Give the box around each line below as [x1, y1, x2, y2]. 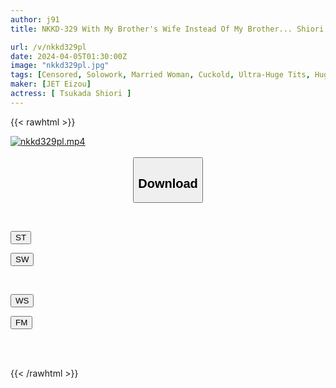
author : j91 [10, 14, 60, 25]
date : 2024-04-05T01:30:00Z [10, 51, 128, 61]
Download [138, 176, 198, 191]
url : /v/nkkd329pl [10, 42, 87, 52]
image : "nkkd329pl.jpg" [10, 61, 110, 71]
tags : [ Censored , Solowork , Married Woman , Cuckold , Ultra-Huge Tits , [10, 70, 311, 80]
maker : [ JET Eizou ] [10, 79, 92, 90]
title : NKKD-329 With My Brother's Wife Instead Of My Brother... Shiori [10, 24, 325, 34]
